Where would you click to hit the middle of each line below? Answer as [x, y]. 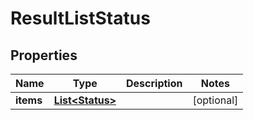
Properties [44, 55]
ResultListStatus [80, 18]
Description [154, 83]
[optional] [215, 100]
